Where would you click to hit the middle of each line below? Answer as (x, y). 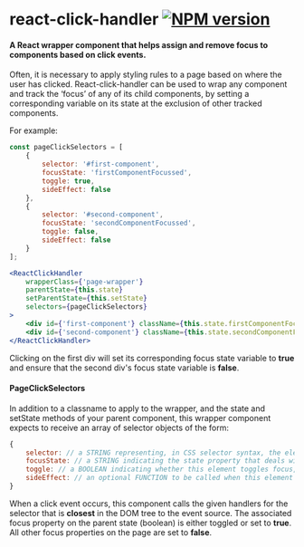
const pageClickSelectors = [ (66, 148)
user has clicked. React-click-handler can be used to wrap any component (148, 84)
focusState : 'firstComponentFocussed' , (117, 173)
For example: (34, 130)
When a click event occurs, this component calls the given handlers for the (149, 504)
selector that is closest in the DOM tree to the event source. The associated (151, 513)
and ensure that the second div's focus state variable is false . (124, 368)
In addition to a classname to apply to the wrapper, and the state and (137, 408)
